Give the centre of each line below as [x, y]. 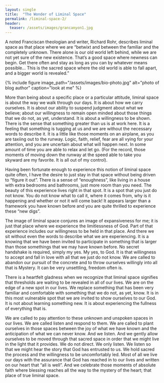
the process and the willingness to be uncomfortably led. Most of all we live [81, 355]
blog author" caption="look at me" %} [43, 88]
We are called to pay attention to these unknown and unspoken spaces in [79, 318]
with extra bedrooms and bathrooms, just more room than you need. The [78, 185]
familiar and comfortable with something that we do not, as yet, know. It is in [82, 293]
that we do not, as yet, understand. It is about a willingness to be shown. [78, 118]
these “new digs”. [23, 211]
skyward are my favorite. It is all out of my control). [56, 160]
